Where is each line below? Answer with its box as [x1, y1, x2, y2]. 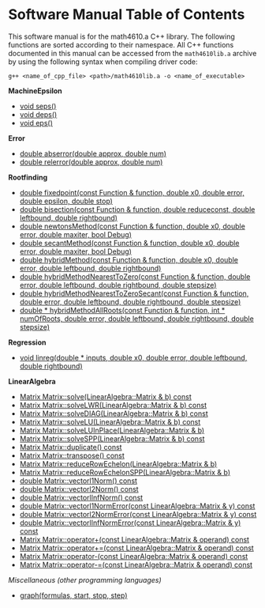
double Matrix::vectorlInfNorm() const [19, 493, 144, 502]
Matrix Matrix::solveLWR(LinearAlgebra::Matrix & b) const [19, 400, 207, 410]
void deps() [19, 109, 58, 119]
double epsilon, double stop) [19, 196, 113, 206]
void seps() [19, 101, 57, 111]
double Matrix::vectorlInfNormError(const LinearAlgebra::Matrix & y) [19, 518, 241, 527]
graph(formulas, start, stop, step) [19, 591, 128, 600]
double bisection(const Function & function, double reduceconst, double [19, 204, 256, 214]
